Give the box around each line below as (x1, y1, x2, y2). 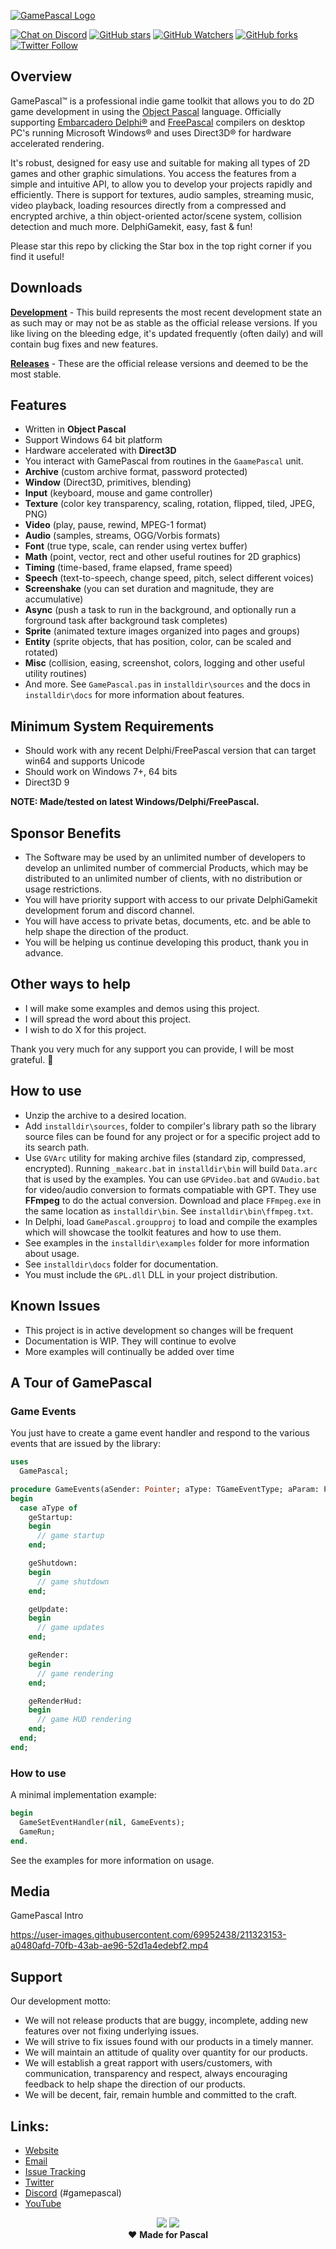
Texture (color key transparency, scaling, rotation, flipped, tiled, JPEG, (24, 498, 315, 510)
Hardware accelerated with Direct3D (24, 445, 177, 457)
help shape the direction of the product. (24, 926, 189, 938)
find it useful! (10, 250, 65, 262)
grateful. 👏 (10, 1053, 54, 1065)
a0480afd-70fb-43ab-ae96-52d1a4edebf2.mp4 (10, 1940, 209, 1952)
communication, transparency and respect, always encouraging (24, 2068, 288, 2080)
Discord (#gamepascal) (24, 2187, 122, 2199)
